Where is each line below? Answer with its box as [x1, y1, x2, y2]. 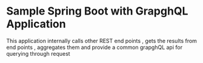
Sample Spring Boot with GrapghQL [6, 4, 188, 18]
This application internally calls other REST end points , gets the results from [6, 37, 197, 44]
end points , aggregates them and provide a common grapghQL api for [6, 44, 183, 51]
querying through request [6, 50, 71, 57]
